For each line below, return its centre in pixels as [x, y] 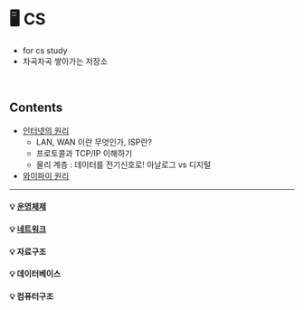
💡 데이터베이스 [35, 274]
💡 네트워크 [28, 229]
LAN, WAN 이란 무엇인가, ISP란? [94, 142]
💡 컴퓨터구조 [32, 296]
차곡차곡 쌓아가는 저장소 [65, 61]
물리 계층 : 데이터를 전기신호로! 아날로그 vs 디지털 [123, 164]
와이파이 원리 [46, 175]
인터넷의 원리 [46, 130]
